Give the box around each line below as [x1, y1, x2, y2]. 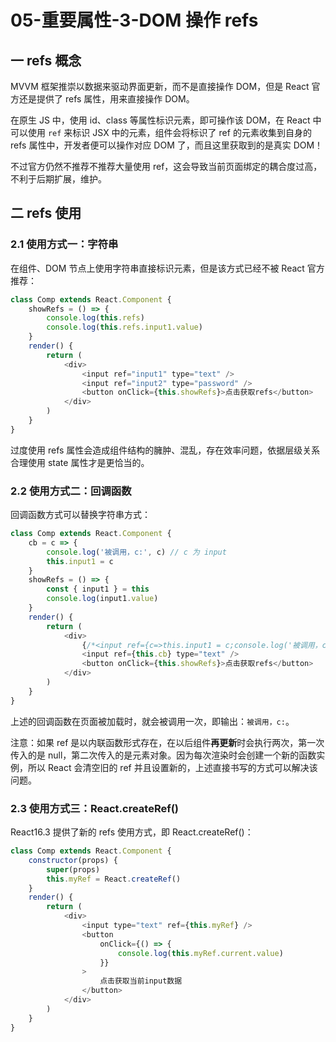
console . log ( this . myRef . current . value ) [117, 948, 284, 958]
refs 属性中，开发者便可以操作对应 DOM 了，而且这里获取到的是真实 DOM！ [10, 139, 324, 151]
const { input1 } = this [46, 584, 150, 595]
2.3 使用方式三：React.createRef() [10, 801, 180, 815]
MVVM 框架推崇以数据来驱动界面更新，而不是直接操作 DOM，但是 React [10, 81, 310, 92]
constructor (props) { [28, 855, 118, 865]
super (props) [46, 864, 101, 875]
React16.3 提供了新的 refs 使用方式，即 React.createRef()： [10, 826, 254, 838]
